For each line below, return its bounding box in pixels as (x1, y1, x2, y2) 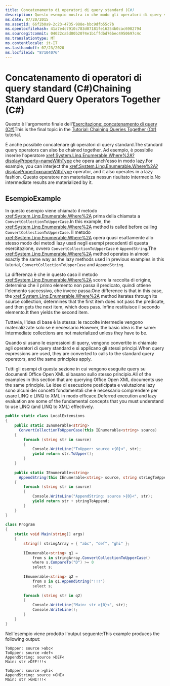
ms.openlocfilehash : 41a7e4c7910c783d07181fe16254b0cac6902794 (5, 26, 142, 32)
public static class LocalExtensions (5, 414, 85, 419)
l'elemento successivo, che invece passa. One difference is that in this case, (5, 288, 163, 294)
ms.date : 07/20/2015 (5, 17, 49, 22)
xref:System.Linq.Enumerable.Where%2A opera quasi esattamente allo (5, 235, 153, 241)
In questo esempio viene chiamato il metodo (5, 208, 98, 214)
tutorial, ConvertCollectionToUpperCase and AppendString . (5, 262, 125, 268)
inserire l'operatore (5, 152, 45, 159)
